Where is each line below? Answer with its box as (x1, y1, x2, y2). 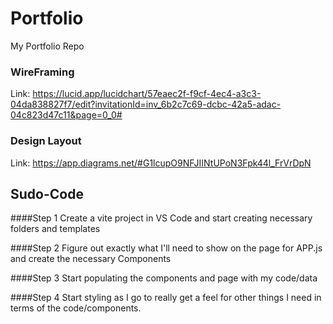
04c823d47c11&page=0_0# (10, 109, 123, 121)
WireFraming (10, 65, 75, 79)
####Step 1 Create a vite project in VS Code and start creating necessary (10, 212, 313, 224)
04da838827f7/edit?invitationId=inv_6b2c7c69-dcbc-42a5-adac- (10, 98, 282, 111)
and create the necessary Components (10, 253, 172, 265)
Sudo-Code (10, 185, 84, 202)
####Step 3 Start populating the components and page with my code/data (10, 272, 318, 284)
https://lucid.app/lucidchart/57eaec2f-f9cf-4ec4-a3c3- (32, 88, 262, 100)
